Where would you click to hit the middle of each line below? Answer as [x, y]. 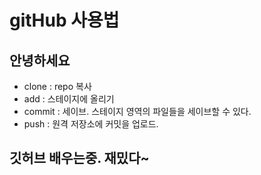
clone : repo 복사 [57, 86]
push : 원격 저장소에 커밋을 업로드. [91, 124]
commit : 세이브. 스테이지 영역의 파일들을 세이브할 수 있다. [137, 111]
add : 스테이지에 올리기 [69, 99]
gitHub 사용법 [64, 20]
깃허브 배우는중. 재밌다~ [79, 158]
